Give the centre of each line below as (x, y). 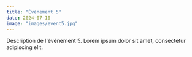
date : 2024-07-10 (29, 18)
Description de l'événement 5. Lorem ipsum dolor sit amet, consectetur (96, 41)
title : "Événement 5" (34, 12)
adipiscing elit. (25, 47)
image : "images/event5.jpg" (42, 23)
